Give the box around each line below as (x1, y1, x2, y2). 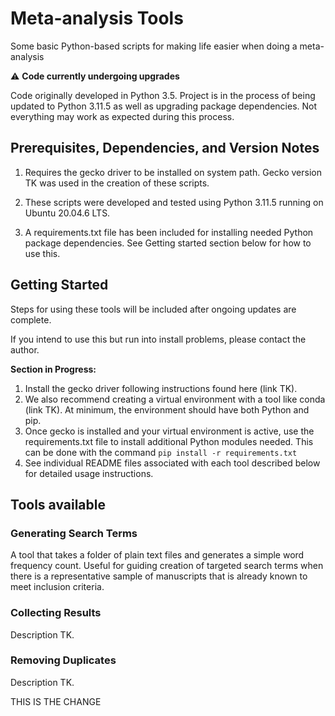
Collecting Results (10, 606, 102, 620)
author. (10, 343, 40, 356)
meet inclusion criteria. (10, 581, 105, 593)
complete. (10, 313, 52, 326)
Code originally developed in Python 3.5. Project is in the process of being (10, 89, 316, 101)
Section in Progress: (10, 363, 97, 375)
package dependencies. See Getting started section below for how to (24, 237, 312, 249)
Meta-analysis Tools (10, 7, 184, 30)
